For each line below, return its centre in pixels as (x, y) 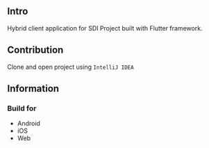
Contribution (35, 50)
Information (33, 89)
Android (28, 124)
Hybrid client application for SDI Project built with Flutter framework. (105, 28)
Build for (22, 108)
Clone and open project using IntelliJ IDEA (70, 67)
